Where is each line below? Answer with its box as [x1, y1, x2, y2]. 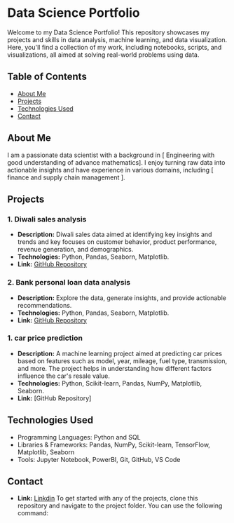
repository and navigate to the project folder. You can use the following [17, 501, 223, 510]
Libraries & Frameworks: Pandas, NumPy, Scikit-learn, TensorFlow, [17, 440, 210, 449]
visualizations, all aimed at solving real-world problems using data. [7, 50, 200, 59]
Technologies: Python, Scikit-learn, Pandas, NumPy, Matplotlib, [17, 379, 202, 387]
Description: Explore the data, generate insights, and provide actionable [17, 293, 226, 302]
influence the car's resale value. [17, 372, 111, 380]
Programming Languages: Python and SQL [17, 433, 142, 441]
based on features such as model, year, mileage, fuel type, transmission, [17, 356, 228, 365]
